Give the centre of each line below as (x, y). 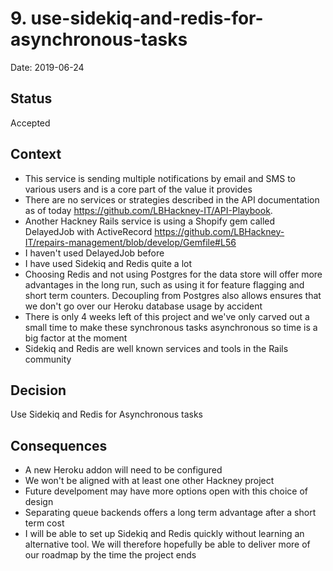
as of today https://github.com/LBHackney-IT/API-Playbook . (148, 210)
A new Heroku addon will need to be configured (123, 470)
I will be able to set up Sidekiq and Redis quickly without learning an (164, 534)
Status (31, 98)
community (48, 359)
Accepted (30, 123)
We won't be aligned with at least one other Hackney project (149, 481)
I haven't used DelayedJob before (94, 253)
